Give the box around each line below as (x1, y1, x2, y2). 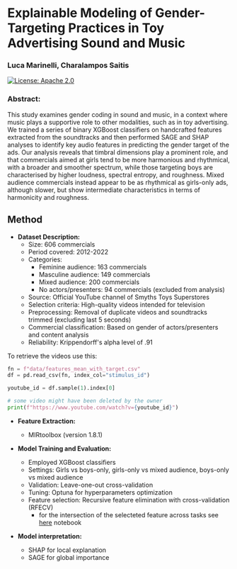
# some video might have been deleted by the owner (7, 398, 163, 405)
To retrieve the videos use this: (7, 351, 98, 360)
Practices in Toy (68, 20, 165, 36)
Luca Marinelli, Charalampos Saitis (7, 60, 129, 70)
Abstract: (7, 94, 41, 104)
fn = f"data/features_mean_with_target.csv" (7, 365, 141, 373)
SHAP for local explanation (28, 546, 107, 554)
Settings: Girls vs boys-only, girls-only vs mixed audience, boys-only (28, 466, 230, 474)
